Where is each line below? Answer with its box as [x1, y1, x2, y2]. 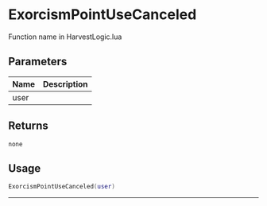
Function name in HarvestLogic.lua [8, 32, 122, 41]
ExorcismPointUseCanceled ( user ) [8, 183, 115, 191]
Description [42, 78, 89, 89]
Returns [8, 119, 49, 133]
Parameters [8, 55, 68, 68]
